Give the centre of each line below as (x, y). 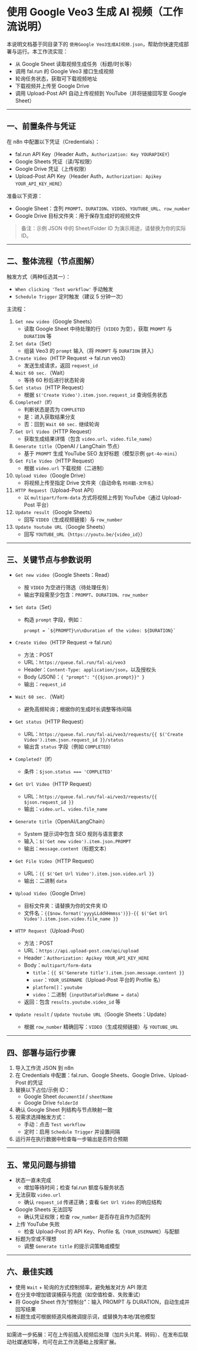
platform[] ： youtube (58, 987)
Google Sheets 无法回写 (44, 1209)
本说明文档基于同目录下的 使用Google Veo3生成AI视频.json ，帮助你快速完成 (95, 44)
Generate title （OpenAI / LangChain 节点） (69, 446)
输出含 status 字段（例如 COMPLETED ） (69, 747)
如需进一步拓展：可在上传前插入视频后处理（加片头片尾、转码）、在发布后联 (98, 1334)
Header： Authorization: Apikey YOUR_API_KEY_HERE (87, 958)
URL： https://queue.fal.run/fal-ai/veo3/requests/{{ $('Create (103, 734)
